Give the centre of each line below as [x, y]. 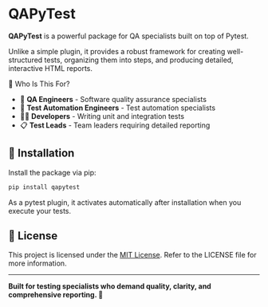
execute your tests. [40, 211]
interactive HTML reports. [51, 68]
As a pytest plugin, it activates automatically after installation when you [125, 202]
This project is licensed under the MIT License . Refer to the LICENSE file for [132, 255]
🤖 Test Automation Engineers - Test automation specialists [118, 108]
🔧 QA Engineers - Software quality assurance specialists [113, 99]
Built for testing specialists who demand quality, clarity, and [110, 286]
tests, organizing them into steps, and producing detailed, [139, 60]
